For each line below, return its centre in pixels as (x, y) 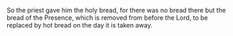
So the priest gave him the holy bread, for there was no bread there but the (116, 10)
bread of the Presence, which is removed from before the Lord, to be (107, 18)
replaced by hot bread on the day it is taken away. (80, 25)
